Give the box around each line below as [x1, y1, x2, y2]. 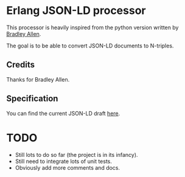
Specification [6, 94, 58, 104]
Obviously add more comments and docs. [15, 164, 120, 171]
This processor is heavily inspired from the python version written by [6, 24, 179, 31]
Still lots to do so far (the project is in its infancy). [15, 151, 138, 158]
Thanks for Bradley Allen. [6, 75, 70, 83]
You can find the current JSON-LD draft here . [6, 109, 120, 117]
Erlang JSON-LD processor [6, 4, 146, 18]
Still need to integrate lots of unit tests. [15, 158, 113, 165]
